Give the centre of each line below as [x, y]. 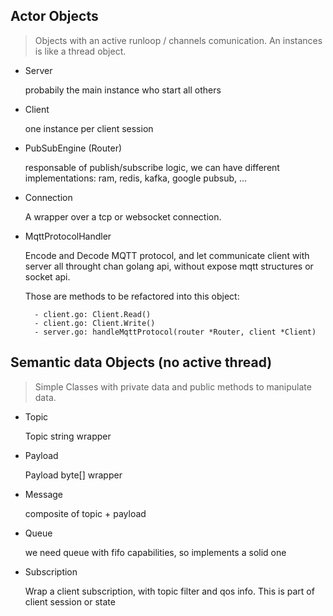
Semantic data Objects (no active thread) [141, 362]
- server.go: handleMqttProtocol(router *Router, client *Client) [175, 332]
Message [43, 494]
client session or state [70, 601]
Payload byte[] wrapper [73, 475]
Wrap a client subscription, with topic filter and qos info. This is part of [169, 591]
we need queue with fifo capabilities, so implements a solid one [155, 552]
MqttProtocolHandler [68, 236]
